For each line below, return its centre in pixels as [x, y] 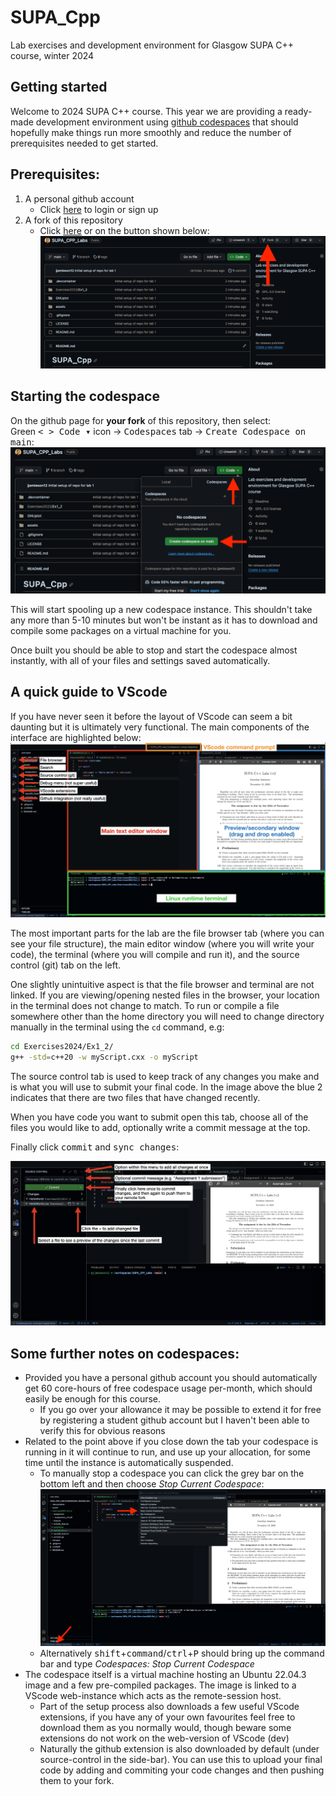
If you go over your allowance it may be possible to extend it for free [180, 1410]
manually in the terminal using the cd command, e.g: [117, 1027]
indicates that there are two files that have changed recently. [135, 1097]
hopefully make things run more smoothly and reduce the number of [151, 132]
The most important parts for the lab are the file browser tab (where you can [167, 933]
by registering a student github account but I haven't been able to [174, 1420]
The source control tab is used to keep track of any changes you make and [165, 1076]
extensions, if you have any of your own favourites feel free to [167, 1717]
